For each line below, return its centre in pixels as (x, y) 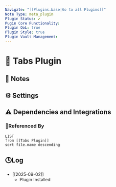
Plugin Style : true (25, 32)
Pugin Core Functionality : (33, 23)
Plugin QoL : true (23, 28)
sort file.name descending (33, 145)
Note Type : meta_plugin (29, 14)
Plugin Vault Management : (31, 37)
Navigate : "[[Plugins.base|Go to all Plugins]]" (56, 10)
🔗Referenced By (25, 126)
